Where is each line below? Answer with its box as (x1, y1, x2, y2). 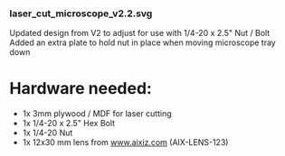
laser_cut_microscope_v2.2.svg (9, 7, 153, 20)
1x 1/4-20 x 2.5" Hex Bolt (22, 118, 116, 129)
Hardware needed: (9, 78, 152, 99)
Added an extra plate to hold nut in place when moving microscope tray (9, 37, 276, 48)
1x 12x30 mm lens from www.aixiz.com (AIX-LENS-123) (22, 137, 229, 148)
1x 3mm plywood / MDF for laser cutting (22, 108, 172, 119)
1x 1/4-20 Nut (22, 127, 73, 138)
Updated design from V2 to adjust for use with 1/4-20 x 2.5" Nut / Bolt (9, 28, 271, 39)
